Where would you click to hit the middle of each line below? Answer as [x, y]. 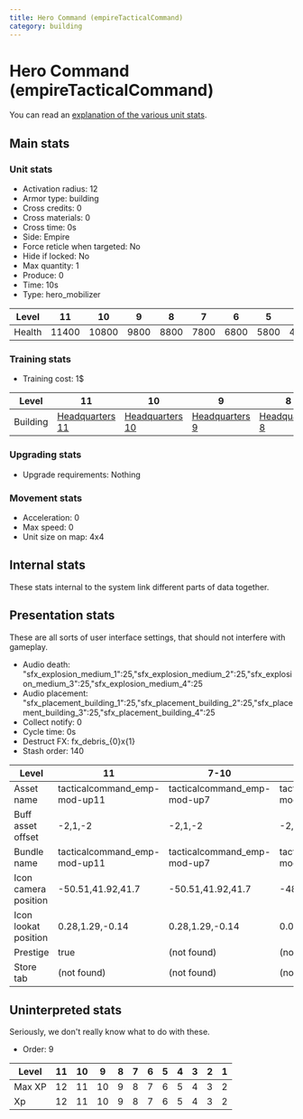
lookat [27, 926]
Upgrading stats [46, 455]
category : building [46, 26]
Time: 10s [40, 285]
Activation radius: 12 [60, 189]
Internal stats [47, 565]
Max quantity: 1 [50, 266]
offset [26, 837]
